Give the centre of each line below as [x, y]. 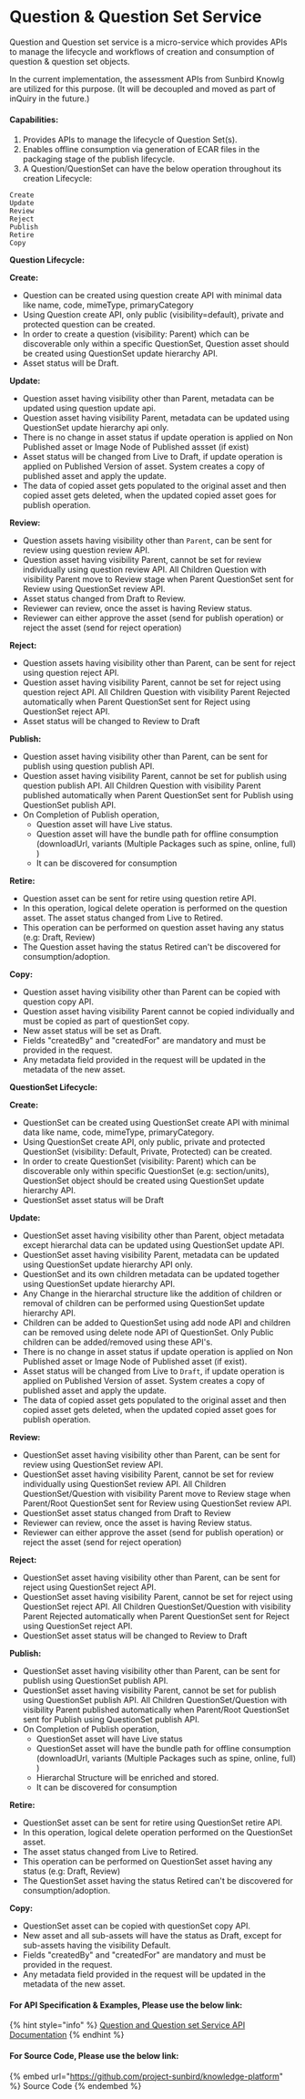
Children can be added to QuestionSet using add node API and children [157, 1323]
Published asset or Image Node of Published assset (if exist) [136, 447]
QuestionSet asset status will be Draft [93, 1200]
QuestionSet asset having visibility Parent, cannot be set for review [148, 1474]
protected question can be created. [89, 325]
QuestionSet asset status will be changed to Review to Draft [135, 1636]
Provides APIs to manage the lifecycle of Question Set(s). [130, 140]
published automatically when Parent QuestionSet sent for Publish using [158, 795]
